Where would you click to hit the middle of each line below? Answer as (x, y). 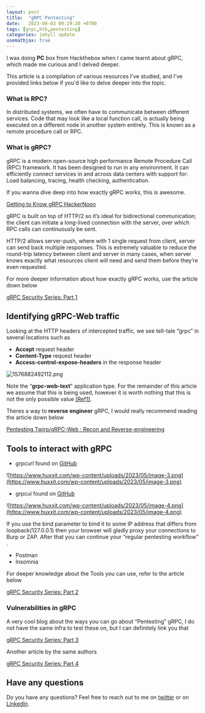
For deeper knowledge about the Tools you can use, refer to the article (95, 574)
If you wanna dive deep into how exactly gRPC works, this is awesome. (96, 192)
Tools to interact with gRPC (59, 449)
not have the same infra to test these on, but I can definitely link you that (98, 628)
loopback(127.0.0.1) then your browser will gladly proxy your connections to (101, 530)
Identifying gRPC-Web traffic (63, 316)
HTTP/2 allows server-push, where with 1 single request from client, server (101, 241)
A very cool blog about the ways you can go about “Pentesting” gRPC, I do (100, 621)
